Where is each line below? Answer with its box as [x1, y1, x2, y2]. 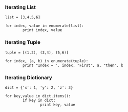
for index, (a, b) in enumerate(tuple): [5, 58, 89, 63]
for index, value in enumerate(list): [5, 23, 84, 28]
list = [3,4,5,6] [5, 15, 41, 20]
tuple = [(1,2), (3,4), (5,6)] [5, 50, 69, 55]
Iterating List [5, 4, 36, 11]
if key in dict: [22, 98, 56, 103]
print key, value [40, 102, 76, 107]
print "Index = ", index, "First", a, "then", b [22, 63, 124, 68]
